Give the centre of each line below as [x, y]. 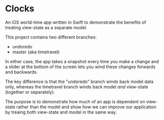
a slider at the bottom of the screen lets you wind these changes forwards [80, 67]
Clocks [20, 9]
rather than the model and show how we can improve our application [86, 107]
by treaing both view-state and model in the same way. [61, 112]
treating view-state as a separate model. [46, 27]
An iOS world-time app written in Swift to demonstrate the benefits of [76, 22]
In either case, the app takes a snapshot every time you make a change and [82, 61]
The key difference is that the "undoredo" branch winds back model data [80, 81]
